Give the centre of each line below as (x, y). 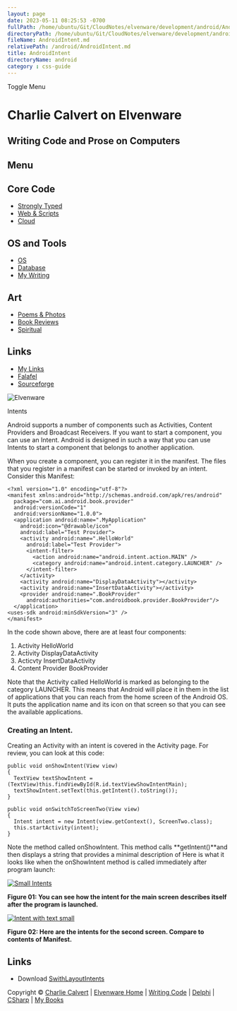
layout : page (26, 14)
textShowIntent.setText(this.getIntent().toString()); (96, 791)
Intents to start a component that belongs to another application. (101, 447)
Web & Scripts (38, 213)
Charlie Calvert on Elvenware (95, 115)
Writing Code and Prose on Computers (94, 141)
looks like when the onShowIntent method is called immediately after (107, 862)
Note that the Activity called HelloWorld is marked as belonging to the (108, 682)
